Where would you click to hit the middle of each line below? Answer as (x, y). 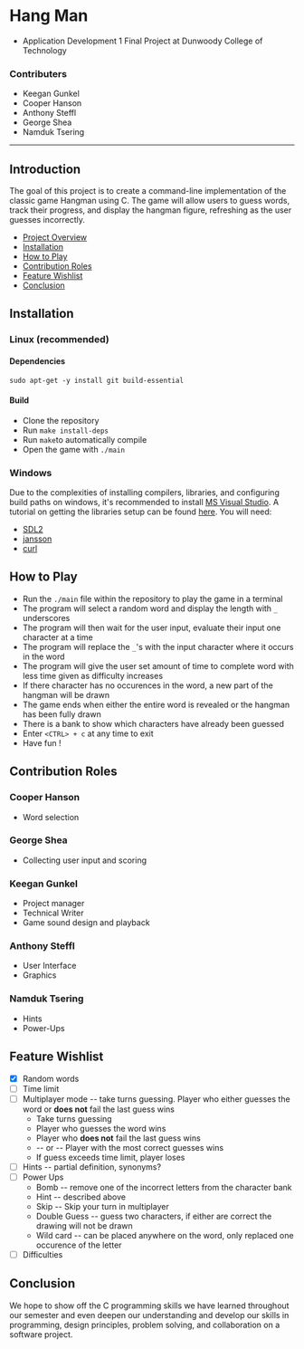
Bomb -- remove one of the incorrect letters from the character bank (164, 1187)
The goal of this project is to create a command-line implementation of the (148, 191)
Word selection (51, 817)
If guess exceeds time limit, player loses (110, 1157)
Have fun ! (42, 742)
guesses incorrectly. (47, 220)
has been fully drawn (62, 714)
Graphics (39, 975)
